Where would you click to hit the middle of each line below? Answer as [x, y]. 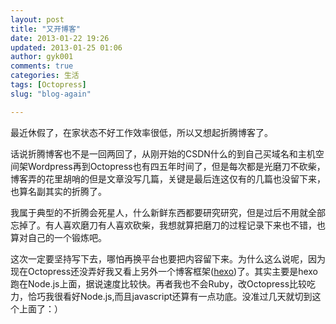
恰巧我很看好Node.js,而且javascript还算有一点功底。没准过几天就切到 [170, 296]
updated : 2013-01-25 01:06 [66, 47]
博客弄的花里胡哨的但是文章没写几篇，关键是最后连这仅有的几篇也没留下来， [168, 178]
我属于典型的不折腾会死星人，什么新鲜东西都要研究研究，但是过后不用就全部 [168, 212]
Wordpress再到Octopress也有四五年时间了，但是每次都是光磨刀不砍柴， [176, 166]
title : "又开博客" [46, 29]
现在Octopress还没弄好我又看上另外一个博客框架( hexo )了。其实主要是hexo [164, 271]
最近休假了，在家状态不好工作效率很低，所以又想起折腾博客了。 [141, 132]
